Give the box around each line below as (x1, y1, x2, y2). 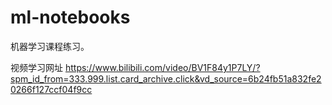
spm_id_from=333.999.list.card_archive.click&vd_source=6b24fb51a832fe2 (10, 72, 322, 85)
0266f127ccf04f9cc (10, 83, 93, 95)
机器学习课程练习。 (10, 40, 90, 52)
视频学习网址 (10, 61, 63, 73)
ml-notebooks (10, 6, 131, 29)
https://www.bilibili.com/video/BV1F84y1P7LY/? (64, 61, 261, 73)
